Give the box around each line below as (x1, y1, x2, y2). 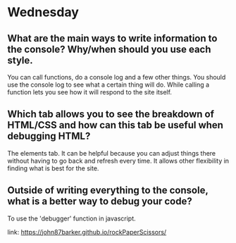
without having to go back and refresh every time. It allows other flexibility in (7, 156, 230, 165)
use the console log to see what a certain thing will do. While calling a (7, 80, 210, 89)
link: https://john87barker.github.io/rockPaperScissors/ (7, 228, 167, 236)
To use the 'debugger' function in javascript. (7, 214, 136, 223)
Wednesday (7, 4, 80, 20)
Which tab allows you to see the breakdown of (7, 108, 215, 120)
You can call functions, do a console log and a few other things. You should (7, 73, 226, 81)
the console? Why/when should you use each (7, 43, 211, 55)
